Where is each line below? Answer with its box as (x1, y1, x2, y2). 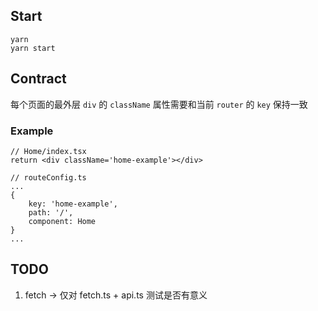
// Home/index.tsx (10, 146, 87, 156)
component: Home (28, 216, 97, 226)
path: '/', (28, 207, 74, 218)
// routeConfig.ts (10, 172, 87, 183)
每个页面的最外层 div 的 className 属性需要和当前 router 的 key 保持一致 (10, 98, 308, 110)
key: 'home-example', (28, 199, 118, 209)
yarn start (10, 43, 56, 53)
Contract (10, 70, 67, 88)
